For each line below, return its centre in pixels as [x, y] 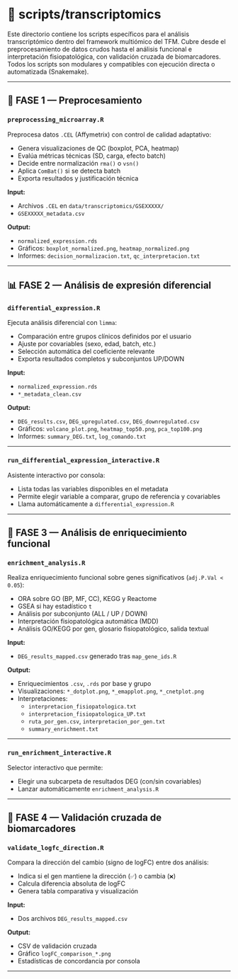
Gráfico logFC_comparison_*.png [64, 954]
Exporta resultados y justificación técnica [78, 178]
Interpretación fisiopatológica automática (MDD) [88, 622]
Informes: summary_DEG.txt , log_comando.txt [82, 436]
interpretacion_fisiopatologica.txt [82, 707]
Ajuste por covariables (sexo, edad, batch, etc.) [87, 344]
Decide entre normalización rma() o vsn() [78, 163]
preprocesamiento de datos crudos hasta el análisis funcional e [100, 49]
